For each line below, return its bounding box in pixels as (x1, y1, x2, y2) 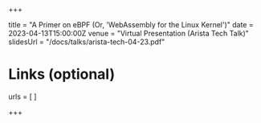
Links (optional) (8, 65, 115, 84)
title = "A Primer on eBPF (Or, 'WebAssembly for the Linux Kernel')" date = (8, 20, 255, 29)
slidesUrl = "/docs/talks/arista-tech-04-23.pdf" (8, 37, 165, 47)
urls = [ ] (8, 92, 37, 101)
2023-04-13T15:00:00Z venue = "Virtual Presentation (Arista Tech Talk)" (8, 29, 249, 38)
